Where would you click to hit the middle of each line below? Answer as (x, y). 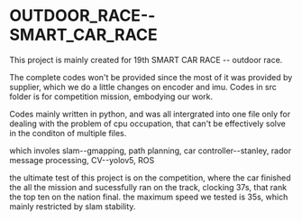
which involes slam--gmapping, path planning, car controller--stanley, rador (150, 151)
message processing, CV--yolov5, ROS (82, 160)
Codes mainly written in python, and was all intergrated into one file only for (150, 114)
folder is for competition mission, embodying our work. (111, 97)
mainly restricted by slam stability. (73, 206)
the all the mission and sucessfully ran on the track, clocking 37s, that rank (148, 187)
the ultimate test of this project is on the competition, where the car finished (150, 178)
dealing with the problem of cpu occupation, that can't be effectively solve (147, 124)
